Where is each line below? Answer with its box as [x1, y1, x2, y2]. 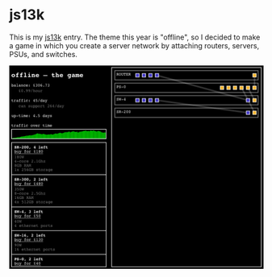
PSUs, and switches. [9, 49, 77, 59]
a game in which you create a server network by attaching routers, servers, [9, 40, 260, 50]
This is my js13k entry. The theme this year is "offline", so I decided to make [9, 32, 261, 42]
